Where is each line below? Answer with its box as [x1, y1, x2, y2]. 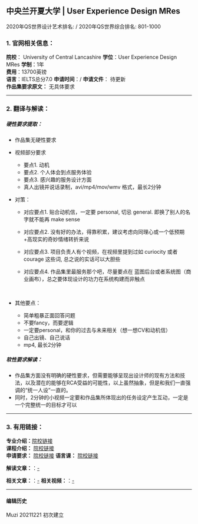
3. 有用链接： [6, 423, 44, 431]
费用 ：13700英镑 [6, 68, 47, 75]
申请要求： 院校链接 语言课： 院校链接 [6, 452, 98, 459]
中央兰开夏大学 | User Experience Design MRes [6, 6, 181, 16]
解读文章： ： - [6, 465, 40, 472]
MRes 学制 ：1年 [6, 61, 44, 68]
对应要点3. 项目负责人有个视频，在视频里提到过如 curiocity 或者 [23, 248, 178, 255]
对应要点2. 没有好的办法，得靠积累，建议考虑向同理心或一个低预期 [23, 228, 185, 235]
